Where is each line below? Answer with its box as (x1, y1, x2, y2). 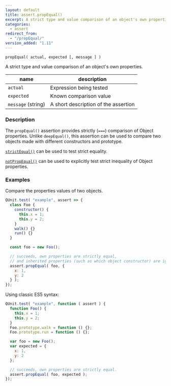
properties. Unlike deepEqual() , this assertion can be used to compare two (5, 133, 161, 139)
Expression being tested (50, 84, 108, 91)
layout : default (5, 7, 40, 13)
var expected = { (10, 344, 47, 349)
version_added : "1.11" (5, 41, 53, 46)
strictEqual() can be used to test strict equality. (5, 148, 108, 154)
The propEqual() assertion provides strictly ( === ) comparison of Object (5, 128, 154, 134)
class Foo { (10, 202, 36, 208)
